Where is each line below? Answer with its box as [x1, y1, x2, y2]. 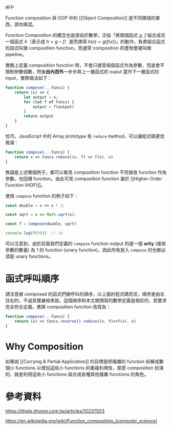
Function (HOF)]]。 [5, 182, 46, 188]
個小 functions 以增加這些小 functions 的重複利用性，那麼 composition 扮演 [5, 365, 164, 371]
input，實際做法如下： [5, 75, 52, 81]
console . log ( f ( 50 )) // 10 [5, 231, 63, 236]
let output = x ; [24, 95, 58, 100]
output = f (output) [32, 104, 74, 109]
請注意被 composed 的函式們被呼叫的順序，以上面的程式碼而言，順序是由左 [5, 291, 165, 297]
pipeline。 [5, 51, 27, 57]
